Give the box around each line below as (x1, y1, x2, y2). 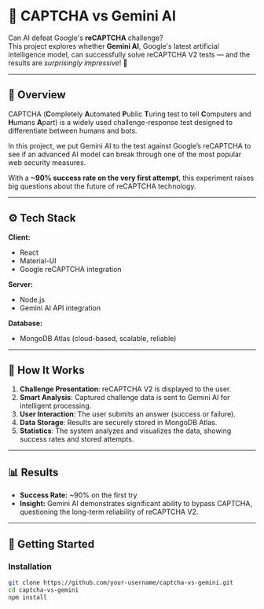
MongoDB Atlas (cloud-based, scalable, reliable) (19, 333, 177, 343)
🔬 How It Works (8, 363, 85, 376)
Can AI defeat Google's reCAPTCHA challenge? (8, 33, 163, 42)
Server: (8, 279, 34, 289)
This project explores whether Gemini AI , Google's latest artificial (8, 41, 220, 50)
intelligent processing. (19, 401, 92, 411)
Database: (8, 318, 43, 328)
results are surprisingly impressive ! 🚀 (8, 58, 128, 68)
